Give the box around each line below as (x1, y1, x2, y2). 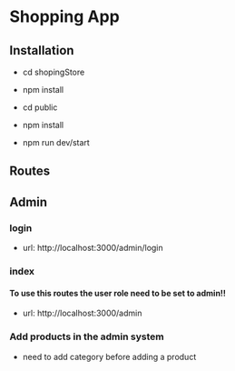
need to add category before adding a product (22, 351, 197, 362)
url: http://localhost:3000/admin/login (22, 243, 163, 254)
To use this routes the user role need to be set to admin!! (9, 287, 227, 298)
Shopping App (9, 6, 120, 27)
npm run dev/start (22, 137, 91, 147)
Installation (9, 43, 74, 58)
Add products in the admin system (9, 330, 165, 343)
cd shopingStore (22, 66, 85, 77)
